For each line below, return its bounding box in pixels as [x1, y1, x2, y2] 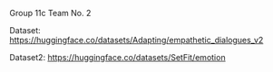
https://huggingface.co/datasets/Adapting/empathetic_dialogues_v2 [9, 35, 264, 45]
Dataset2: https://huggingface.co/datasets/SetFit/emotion [9, 52, 226, 62]
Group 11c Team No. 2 [9, 8, 92, 18]
